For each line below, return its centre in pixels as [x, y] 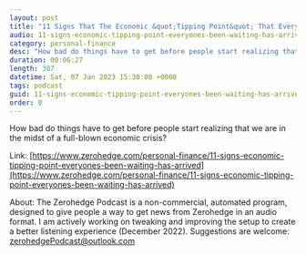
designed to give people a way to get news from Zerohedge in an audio [143, 212]
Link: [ [21, 156]
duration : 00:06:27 [46, 60]
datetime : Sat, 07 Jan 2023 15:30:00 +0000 [93, 77]
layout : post [34, 18]
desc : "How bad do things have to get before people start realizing [144, 52]
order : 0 [26, 102]
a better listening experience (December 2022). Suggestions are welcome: [149, 231]
